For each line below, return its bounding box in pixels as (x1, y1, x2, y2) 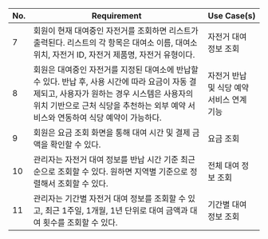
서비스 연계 (207, 94, 247, 105)
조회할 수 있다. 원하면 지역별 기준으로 (57, 166, 189, 177)
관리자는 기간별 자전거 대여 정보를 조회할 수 (33, 193, 186, 204)
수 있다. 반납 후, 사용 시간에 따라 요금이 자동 (33, 76, 187, 87)
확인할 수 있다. (50, 139, 101, 150)
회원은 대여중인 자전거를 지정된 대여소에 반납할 (33, 64, 199, 75)
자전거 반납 (207, 70, 247, 81)
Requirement (91, 10, 142, 21)
